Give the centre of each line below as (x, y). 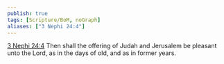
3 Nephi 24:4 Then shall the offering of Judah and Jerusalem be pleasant (112, 46)
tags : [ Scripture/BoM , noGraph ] (54, 20)
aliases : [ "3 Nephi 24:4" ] (46, 26)
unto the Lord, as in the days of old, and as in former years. (92, 53)
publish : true (28, 13)
